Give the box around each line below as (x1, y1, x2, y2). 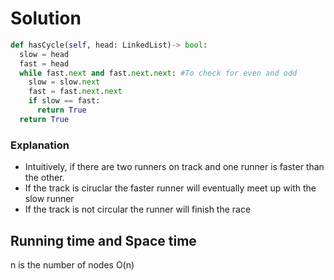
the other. (24, 172, 65, 184)
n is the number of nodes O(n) (10, 258, 135, 271)
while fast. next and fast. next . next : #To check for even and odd (19, 68, 298, 78)
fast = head (19, 58, 70, 69)
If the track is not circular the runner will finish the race (24, 203, 252, 216)
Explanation (10, 138, 70, 152)
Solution (10, 7, 82, 30)
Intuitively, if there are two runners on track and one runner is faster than (24, 161, 325, 173)
